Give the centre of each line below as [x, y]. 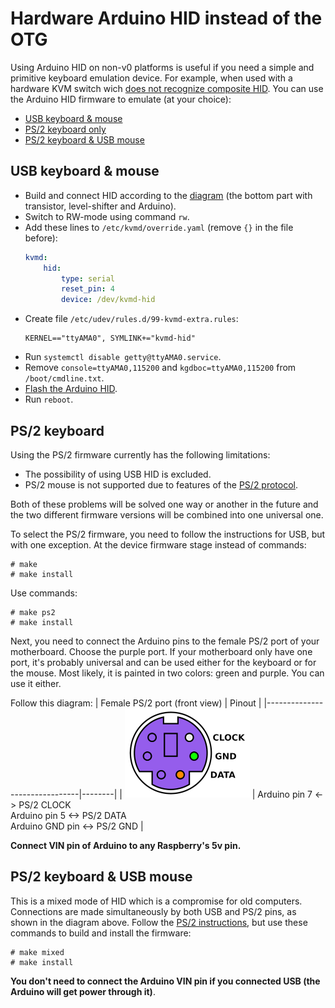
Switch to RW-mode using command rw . [107, 216]
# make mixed [37, 952]
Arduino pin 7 [285, 794]
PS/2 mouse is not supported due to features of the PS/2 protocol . [161, 484]
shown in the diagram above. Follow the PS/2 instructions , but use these [159, 922]
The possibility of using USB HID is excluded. [118, 474]
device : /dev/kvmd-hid [108, 300]
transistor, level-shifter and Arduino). [100, 206]
